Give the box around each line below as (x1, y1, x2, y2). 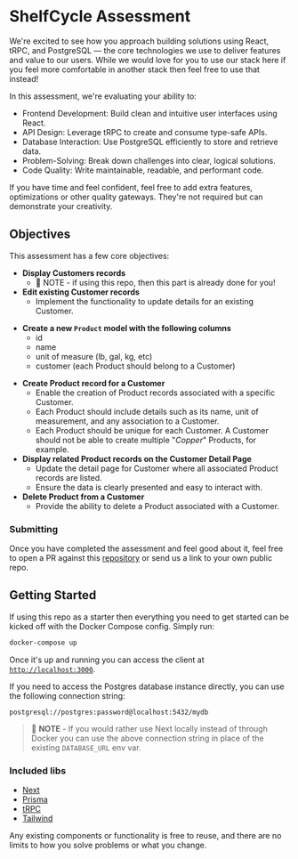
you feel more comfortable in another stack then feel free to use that (9, 64, 261, 75)
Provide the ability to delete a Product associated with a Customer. (35, 500, 280, 511)
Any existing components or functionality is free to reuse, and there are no (9, 831, 282, 841)
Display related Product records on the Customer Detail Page (21, 453, 252, 464)
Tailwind (21, 813, 53, 824)
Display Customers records (21, 267, 126, 278)
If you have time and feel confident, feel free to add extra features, (9, 182, 254, 192)
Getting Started (9, 588, 97, 603)
